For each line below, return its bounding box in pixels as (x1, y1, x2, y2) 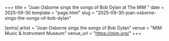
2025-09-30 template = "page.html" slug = (5, 10, 95, 16)
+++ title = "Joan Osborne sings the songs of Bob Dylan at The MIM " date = (5, 5, 164, 10)
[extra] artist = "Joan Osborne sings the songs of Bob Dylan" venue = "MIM (5, 25, 162, 31)
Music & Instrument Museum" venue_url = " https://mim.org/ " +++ (5, 30, 142, 36)
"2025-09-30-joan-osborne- (95, 10, 156, 16)
